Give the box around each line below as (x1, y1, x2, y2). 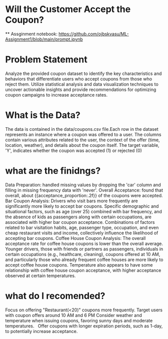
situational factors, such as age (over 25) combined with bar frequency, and (5, 208, 162, 214)
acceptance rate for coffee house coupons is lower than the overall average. (5, 240, 163, 246)
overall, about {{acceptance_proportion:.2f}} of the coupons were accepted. (5, 192, 163, 198)
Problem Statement (5, 54, 88, 65)
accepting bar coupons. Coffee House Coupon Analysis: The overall (5, 235, 146, 241)
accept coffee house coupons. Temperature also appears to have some (5, 262, 153, 268)
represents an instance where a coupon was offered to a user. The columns (5, 131, 161, 137)
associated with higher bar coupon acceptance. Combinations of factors (5, 219, 155, 225)
